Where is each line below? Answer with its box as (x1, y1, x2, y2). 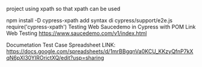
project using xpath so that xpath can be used (6, 5, 121, 12)
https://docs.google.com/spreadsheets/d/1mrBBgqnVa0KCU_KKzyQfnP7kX (6, 48, 194, 55)
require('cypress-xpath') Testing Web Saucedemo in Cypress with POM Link (6, 24, 196, 30)
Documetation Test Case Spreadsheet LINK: (6, 42, 116, 48)
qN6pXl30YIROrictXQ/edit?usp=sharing (6, 54, 104, 61)
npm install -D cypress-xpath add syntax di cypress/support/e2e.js (6, 17, 173, 24)
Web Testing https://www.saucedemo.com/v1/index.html (6, 30, 147, 37)
